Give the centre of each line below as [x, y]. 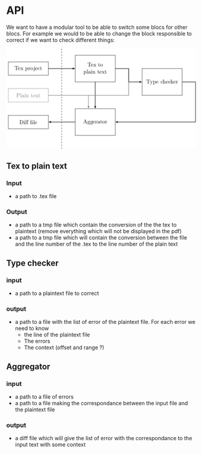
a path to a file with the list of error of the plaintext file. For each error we [105, 322]
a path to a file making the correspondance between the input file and [101, 403]
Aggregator [28, 366]
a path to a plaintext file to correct [57, 293]
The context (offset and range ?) [64, 347]
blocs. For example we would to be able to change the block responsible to [99, 33]
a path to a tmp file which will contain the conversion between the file [101, 238]
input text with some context [50, 445]
